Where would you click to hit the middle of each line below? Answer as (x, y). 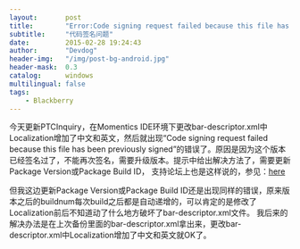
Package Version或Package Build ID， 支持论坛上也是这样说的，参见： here (147, 171)
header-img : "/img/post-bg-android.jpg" (89, 59)
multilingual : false (48, 84)
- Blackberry (50, 100)
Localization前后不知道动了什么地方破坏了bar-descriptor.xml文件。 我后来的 (149, 213)
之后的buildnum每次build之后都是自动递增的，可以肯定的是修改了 (137, 202)
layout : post (46, 17)
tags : (19, 92)
